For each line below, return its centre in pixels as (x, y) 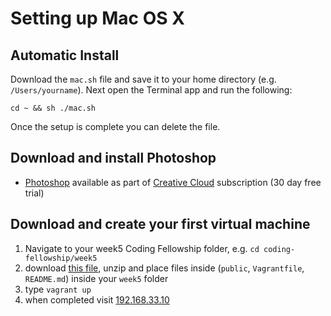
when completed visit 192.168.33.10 (97, 299)
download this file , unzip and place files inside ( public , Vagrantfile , (164, 268)
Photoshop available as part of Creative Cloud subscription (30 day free (173, 182)
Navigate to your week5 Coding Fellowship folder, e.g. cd (142, 248)
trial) (34, 193)
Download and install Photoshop (113, 158)
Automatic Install (65, 55)
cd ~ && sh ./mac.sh (53, 108)
